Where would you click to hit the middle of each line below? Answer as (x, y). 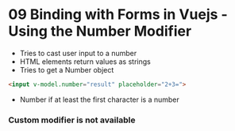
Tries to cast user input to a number (78, 53)
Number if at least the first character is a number (100, 99)
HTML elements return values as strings (85, 62)
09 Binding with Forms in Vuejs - (118, 15)
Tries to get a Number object (67, 69)
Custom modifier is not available (72, 120)
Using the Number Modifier (100, 31)
